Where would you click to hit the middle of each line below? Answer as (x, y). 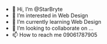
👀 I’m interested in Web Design (50, 15)
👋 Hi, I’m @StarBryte (37, 9)
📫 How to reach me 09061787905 (55, 35)
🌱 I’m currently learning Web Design (57, 22)
